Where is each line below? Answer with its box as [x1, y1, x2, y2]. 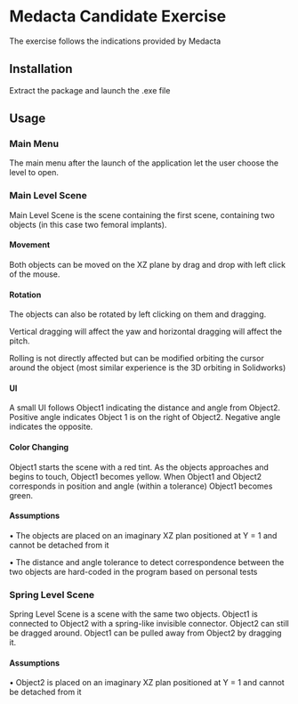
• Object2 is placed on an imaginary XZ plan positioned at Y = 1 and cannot [9, 677, 285, 688]
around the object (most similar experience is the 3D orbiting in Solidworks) [9, 362, 286, 373]
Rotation [9, 289, 42, 300]
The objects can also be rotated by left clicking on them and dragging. [9, 309, 267, 320]
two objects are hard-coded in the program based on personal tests [9, 566, 258, 577]
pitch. [9, 336, 30, 346]
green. [9, 490, 34, 500]
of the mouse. [9, 269, 60, 279]
